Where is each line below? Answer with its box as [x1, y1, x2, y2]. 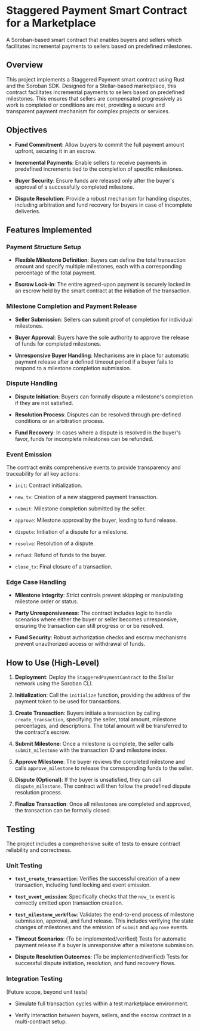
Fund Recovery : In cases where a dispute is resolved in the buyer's [14, 429, 181, 436]
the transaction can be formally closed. [14, 807, 112, 814]
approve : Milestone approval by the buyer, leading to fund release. [14, 516, 177, 524]
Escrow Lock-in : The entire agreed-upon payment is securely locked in [14, 281, 191, 288]
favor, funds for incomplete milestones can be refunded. [14, 435, 154, 442]
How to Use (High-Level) [6, 657, 100, 668]
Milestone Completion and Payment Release [6, 302, 137, 310]
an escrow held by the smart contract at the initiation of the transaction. [14, 287, 191, 294]
